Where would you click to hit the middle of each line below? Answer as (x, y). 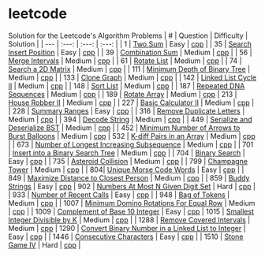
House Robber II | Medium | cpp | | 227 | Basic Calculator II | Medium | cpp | (131, 102)
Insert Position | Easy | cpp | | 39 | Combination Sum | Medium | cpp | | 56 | (130, 52)
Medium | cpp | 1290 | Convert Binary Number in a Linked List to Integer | (127, 228)
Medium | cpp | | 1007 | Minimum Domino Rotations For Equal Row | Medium (132, 203)
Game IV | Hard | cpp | (45, 244)
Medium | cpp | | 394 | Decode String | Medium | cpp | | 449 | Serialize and (130, 119)
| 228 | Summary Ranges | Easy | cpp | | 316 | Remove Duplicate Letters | (127, 110)
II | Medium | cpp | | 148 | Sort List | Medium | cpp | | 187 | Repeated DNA (127, 86)
